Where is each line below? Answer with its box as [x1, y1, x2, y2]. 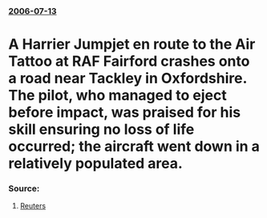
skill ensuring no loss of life [8, 120, 195, 139]
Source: [8, 183, 40, 194]
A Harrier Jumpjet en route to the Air [8, 35, 256, 54]
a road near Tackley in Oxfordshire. [8, 70, 247, 87]
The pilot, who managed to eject [8, 87, 227, 105]
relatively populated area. [8, 155, 183, 173]
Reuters [19, 201, 47, 211]
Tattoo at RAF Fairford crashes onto [8, 52, 250, 71]
